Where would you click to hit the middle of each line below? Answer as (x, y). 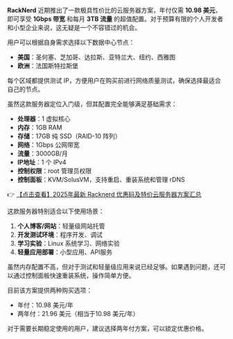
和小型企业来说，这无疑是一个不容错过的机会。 (74, 27)
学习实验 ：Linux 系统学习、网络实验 (68, 243)
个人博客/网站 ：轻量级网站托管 (61, 226)
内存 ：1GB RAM (40, 127)
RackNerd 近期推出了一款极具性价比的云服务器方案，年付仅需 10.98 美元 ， (114, 10)
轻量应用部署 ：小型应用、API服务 (65, 252)
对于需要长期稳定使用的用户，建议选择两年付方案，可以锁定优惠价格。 (107, 328)
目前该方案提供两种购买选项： (50, 290)
